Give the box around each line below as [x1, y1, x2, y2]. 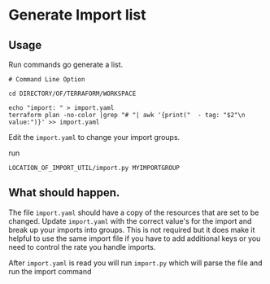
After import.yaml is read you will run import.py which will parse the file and [8, 258, 263, 268]
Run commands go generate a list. [8, 59, 124, 69]
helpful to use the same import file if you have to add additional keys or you [8, 234, 261, 243]
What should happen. [8, 186, 120, 200]
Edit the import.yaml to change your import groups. [8, 133, 181, 142]
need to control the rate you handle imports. [8, 242, 156, 251]
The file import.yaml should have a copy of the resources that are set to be [8, 208, 259, 217]
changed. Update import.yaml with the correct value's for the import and [8, 216, 252, 225]
